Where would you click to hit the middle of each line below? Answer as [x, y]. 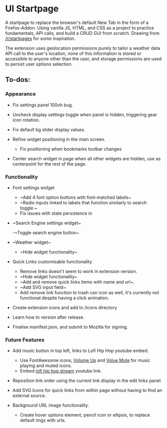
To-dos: [18, 80]
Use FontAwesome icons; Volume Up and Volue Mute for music [85, 361]
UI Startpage [32, 9]
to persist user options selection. [39, 64]
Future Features [25, 340]
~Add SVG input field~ [43, 287]
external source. [29, 396]
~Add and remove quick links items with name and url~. [77, 282]
